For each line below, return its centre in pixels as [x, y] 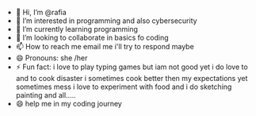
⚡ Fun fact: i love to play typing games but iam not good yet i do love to [132, 67]
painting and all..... [46, 95]
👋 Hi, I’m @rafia [41, 12]
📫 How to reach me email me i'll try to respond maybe [105, 46]
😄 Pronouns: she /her [52, 58]
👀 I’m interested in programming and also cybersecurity [106, 21]
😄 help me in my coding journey [69, 104]
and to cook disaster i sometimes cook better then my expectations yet [132, 78]
